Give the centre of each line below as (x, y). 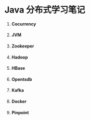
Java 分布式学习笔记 (45, 10)
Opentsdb (22, 79)
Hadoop (20, 57)
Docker (19, 101)
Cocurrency (24, 24)
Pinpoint (20, 112)
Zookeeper (23, 46)
